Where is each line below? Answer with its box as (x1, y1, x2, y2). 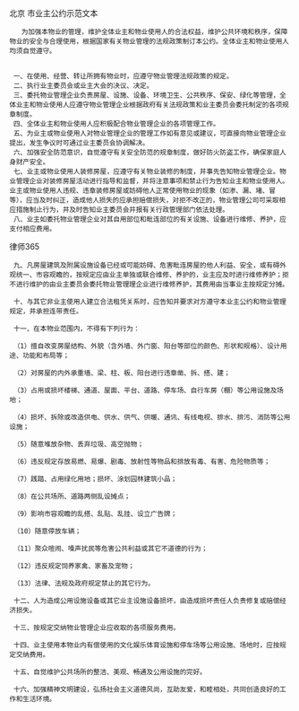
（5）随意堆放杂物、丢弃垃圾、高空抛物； (13, 440, 145, 449)
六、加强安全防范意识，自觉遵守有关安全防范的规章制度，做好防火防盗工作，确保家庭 (13, 148, 280, 157)
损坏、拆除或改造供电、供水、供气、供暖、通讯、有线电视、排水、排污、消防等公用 (30, 413, 291, 422)
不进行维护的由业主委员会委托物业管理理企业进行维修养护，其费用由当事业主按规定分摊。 (9, 280, 289, 289)
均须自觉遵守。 (9, 47, 56, 56)
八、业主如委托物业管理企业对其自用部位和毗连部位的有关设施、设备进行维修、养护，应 (13, 215, 286, 224)
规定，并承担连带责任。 (9, 307, 83, 316)
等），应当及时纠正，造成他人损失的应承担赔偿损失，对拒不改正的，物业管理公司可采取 (9, 196, 279, 205)
